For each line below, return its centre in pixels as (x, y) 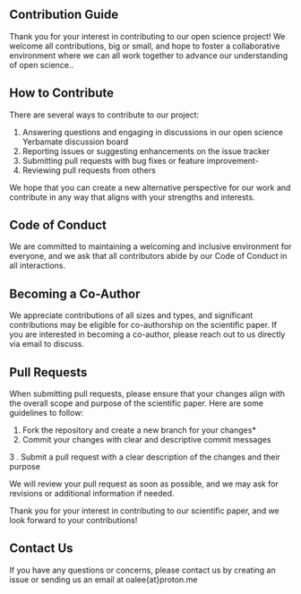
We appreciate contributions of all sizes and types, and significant (131, 315)
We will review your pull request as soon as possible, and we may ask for (144, 484)
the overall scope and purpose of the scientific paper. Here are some (137, 403)
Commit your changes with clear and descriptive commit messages (146, 440)
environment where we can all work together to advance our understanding (149, 55)
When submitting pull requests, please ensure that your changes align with (147, 394)
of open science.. (42, 65)
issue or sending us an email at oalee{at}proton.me (103, 579)
